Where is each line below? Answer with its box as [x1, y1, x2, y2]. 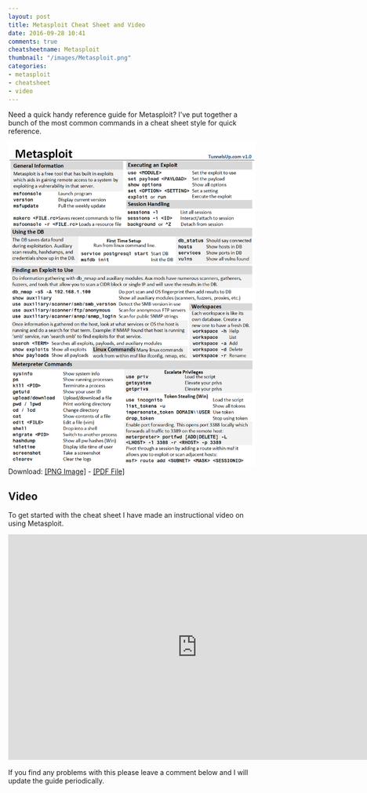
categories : [8, 63, 47, 71]
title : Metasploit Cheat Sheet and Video [8, 20, 146, 29]
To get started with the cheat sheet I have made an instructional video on [8, 511, 245, 520]
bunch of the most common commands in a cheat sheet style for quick [8, 118, 237, 127]
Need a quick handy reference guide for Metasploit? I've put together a [8, 110, 238, 119]
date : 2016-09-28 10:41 [8, 29, 86, 37]
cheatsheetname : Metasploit [8, 45, 100, 54]
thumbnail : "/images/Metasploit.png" [8, 54, 132, 62]
